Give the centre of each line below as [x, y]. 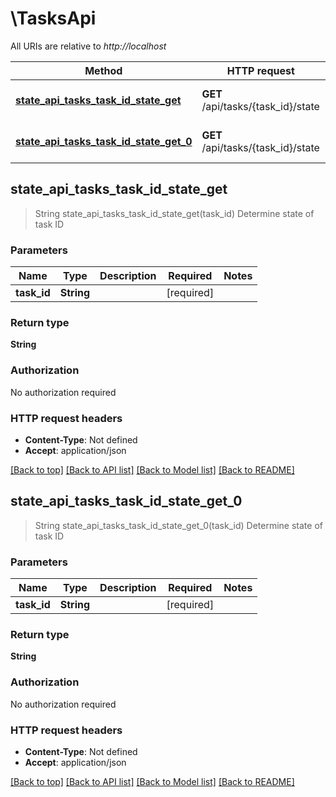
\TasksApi [53, 18]
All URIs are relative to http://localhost [88, 46]
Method [103, 70]
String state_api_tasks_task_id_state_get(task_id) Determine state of [174, 213]
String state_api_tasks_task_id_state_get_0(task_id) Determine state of [178, 525]
